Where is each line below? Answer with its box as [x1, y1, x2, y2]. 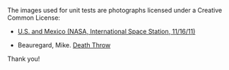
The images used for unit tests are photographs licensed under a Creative [7, 6, 223, 14]
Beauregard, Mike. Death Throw [17, 41, 111, 49]
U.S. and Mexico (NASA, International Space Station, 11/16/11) [17, 28, 196, 35]
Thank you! [7, 54, 40, 63]
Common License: [7, 13, 61, 22]
